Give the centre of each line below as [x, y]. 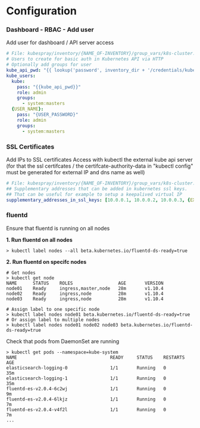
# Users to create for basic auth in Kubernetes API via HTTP [85, 59]
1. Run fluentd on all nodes [39, 239]
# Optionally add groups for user [49, 65]
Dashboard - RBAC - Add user [50, 30]
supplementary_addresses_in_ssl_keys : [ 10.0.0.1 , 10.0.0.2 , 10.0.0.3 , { [98, 200]
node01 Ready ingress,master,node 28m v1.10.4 [85, 288]
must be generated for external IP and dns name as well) [76, 172]
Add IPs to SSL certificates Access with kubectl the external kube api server [100, 159]
